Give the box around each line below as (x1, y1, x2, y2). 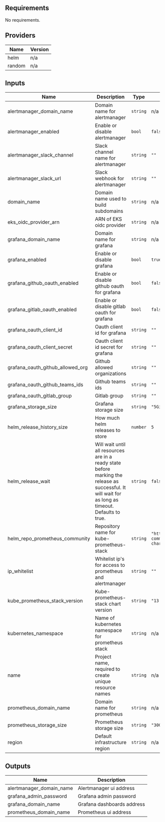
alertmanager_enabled (7, 128, 60, 135)
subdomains (95, 208, 124, 215)
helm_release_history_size (7, 424, 68, 430)
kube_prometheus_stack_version (7, 597, 83, 604)
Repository (95, 523, 120, 530)
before (95, 465, 110, 472)
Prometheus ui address (78, 809, 132, 816)
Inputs (5, 79, 26, 88)
